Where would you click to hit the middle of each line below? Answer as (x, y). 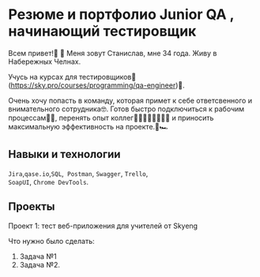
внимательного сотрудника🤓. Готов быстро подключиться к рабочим (126, 109)
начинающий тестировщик (102, 31)
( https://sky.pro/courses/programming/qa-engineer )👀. (96, 85)
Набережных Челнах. (45, 62)
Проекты (32, 207)
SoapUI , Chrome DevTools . (49, 182)
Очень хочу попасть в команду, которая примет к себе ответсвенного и (130, 100)
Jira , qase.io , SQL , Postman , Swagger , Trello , (78, 173)
